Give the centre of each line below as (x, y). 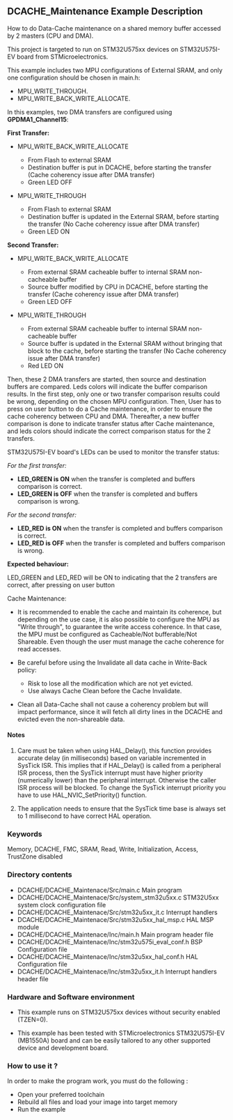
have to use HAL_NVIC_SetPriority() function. (82, 795)
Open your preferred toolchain (61, 1095)
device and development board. (63, 1047)
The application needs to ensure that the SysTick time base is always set (121, 809)
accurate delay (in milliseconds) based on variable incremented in (112, 758)
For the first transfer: (37, 465)
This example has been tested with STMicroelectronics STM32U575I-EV (121, 1033)
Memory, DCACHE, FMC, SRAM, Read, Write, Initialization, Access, (103, 849)
